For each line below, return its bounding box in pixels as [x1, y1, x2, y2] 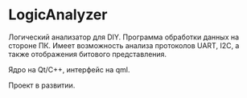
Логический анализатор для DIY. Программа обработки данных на [8, 32, 240, 42]
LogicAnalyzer [8, 6, 108, 24]
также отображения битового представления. [8, 49, 167, 59]
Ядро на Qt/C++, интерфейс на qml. [8, 64, 130, 74]
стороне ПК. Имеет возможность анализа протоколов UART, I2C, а [8, 40, 240, 50]
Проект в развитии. [8, 80, 76, 90]
